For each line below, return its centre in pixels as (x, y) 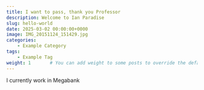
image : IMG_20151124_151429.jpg (47, 35)
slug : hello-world (29, 23)
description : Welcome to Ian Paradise (55, 18)
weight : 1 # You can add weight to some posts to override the (96, 63)
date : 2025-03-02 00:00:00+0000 (47, 29)
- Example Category (42, 46)
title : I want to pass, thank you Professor (63, 12)
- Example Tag (35, 57)
